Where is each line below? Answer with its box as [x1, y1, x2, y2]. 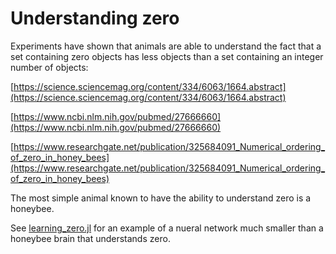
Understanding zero [10, 7, 180, 30]
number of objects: [10, 61, 89, 73]
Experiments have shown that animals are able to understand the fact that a [10, 40, 322, 52]
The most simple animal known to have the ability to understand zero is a [10, 192, 312, 204]
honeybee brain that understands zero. [10, 232, 171, 244]
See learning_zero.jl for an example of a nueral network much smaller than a [10, 222, 324, 234]
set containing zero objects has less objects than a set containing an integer [10, 50, 324, 62]
